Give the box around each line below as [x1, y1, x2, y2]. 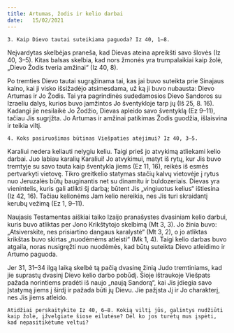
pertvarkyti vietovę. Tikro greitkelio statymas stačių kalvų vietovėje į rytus [7, 169, 219, 178]
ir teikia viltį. [7, 121, 42, 129]
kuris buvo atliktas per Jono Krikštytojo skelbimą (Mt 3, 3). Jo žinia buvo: [7, 220, 217, 228]
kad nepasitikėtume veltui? [7, 319, 89, 326]
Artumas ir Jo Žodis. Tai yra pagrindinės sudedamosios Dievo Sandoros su [7, 92, 222, 100]
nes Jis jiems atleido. [7, 293, 68, 302]
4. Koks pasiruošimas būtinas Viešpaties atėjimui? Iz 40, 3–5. [7, 134, 198, 142]
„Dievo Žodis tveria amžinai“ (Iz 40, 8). [7, 63, 119, 71]
